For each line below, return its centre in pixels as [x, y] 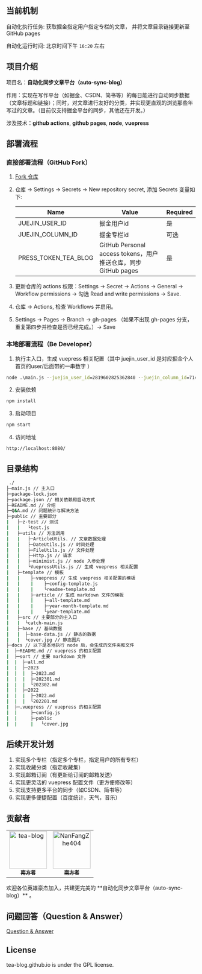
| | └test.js [28, 528]
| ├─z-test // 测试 [32, 522]
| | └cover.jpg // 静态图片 [44, 640]
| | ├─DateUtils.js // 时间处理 [50, 545]
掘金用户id [114, 224]
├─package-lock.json [32, 494]
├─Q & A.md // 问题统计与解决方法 [43, 511]
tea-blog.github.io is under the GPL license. [60, 964]
